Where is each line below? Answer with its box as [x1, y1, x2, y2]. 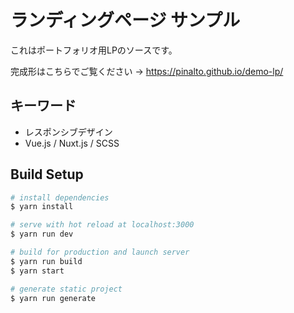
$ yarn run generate [10, 293, 97, 303]
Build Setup [10, 166, 84, 183]
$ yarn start [10, 266, 65, 276]
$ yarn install [10, 202, 74, 212]
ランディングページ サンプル [10, 9, 241, 32]
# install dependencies [10, 192, 110, 203]
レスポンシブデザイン [24, 126, 113, 138]
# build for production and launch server [10, 247, 190, 258]
